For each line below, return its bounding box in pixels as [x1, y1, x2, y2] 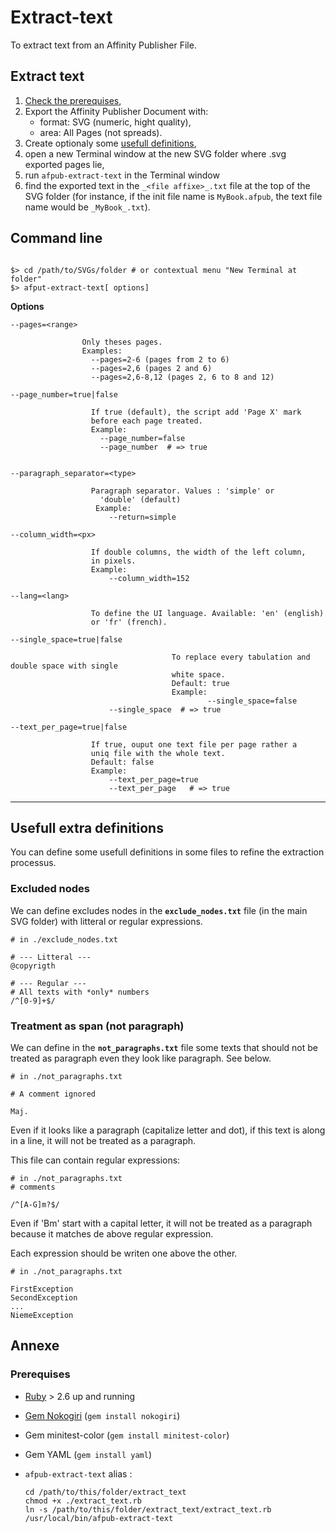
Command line [10, 230, 103, 247]
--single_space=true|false [10, 634, 123, 645]
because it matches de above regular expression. [10, 1227, 214, 1240]
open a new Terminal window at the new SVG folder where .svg [24, 147, 287, 160]
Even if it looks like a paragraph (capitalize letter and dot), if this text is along [10, 1124, 326, 1136]
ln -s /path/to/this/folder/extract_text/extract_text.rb [24, 1504, 272, 1515]
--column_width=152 [108, 573, 190, 583]
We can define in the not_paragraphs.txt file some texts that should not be [10, 1041, 319, 1053]
